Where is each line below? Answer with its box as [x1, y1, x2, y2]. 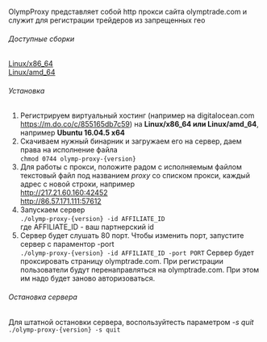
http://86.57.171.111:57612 [19, 197, 102, 206]
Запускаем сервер [19, 205, 86, 215]
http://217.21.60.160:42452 [19, 188, 108, 198]
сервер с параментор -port [19, 240, 115, 249]
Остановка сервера [8, 292, 78, 302]
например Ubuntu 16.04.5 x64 [19, 128, 125, 138]
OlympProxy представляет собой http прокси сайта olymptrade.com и [8, 7, 248, 16]
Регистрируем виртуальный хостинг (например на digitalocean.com [19, 111, 255, 120]
